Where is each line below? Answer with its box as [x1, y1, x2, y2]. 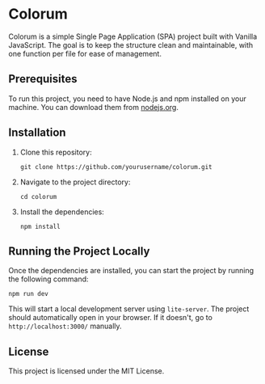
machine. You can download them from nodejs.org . [8, 102, 179, 112]
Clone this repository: [19, 147, 92, 157]
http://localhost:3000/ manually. [8, 321, 123, 331]
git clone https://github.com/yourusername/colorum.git [19, 162, 212, 171]
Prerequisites [8, 72, 78, 86]
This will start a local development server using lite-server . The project [8, 304, 250, 314]
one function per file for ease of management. [8, 49, 162, 58]
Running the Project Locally [8, 244, 150, 258]
